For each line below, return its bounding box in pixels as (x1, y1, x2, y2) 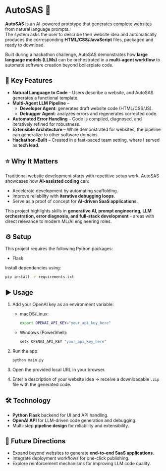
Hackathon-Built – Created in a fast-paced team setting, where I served (12, 137, 160, 143)
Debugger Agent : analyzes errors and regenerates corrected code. (19, 110, 158, 116)
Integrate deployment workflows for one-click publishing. (12, 455, 130, 461)
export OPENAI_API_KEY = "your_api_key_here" (19, 320, 111, 326)
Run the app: (12, 348, 39, 354)
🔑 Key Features (5, 76, 53, 85)
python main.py (12, 358, 44, 363)
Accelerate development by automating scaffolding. (12, 188, 118, 194)
